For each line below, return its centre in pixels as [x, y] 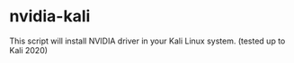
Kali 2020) [28, 50]
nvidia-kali [50, 16]
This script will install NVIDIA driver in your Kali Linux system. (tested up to [147, 41]
